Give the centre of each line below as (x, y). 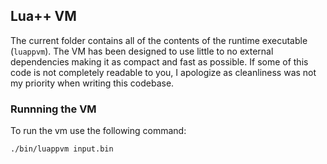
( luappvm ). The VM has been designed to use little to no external (142, 51)
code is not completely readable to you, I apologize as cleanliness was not (163, 72)
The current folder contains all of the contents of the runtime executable (159, 40)
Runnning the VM (53, 109)
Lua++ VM (43, 16)
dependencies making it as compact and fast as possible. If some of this (159, 61)
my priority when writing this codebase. (92, 83)
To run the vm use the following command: (98, 131)
